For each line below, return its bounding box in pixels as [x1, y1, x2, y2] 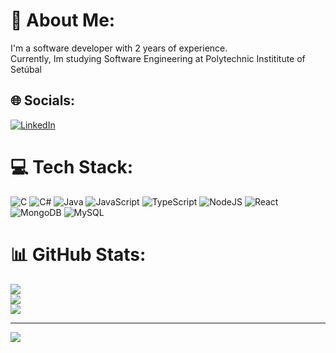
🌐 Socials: [10, 92, 76, 109]
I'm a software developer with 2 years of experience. [10, 42, 228, 54]
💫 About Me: [10, 9, 116, 32]
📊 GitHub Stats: [10, 243, 147, 266]
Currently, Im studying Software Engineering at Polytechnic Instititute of [10, 52, 306, 64]
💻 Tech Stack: [10, 155, 134, 178]
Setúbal [10, 63, 42, 75]
